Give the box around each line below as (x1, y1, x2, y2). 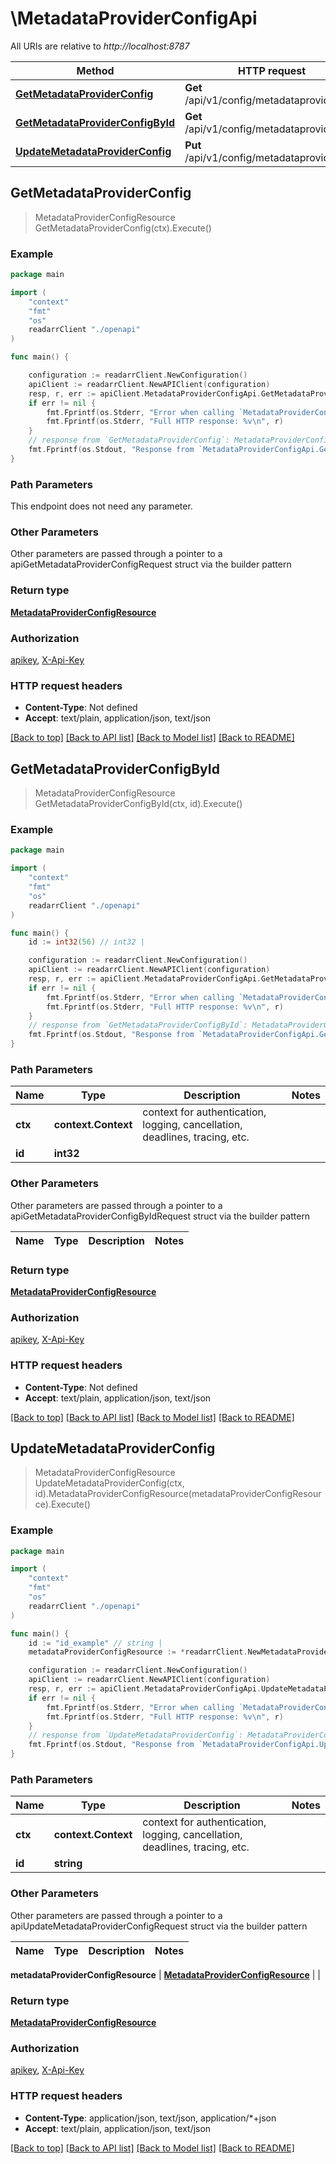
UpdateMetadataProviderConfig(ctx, (34, 1477, 185, 1489)
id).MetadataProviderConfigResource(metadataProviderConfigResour (34, 1488, 322, 1500)
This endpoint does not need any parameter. (10, 500, 193, 512)
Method (76, 63, 115, 77)
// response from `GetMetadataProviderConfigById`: (28, 1020, 248, 1031)
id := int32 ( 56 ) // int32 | (28, 937, 145, 947)
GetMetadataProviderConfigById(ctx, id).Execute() (34, 798, 243, 810)
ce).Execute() (34, 1498, 91, 1511)
